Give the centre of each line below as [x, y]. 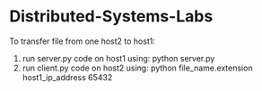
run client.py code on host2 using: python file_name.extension [137, 68]
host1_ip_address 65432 [67, 77]
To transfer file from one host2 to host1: [82, 41]
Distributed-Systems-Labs [111, 17]
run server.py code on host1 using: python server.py [118, 58]
